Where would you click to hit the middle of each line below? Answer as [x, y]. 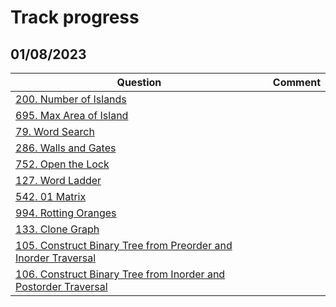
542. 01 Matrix [51, 196]
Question [139, 82]
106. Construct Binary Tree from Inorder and [120, 274]
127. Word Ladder [58, 180]
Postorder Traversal [61, 286]
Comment [296, 82]
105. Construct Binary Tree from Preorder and [124, 245]
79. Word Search [55, 131]
